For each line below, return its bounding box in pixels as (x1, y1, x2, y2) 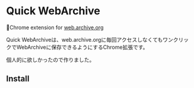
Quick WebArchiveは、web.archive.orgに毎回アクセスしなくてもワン (6, 36, 173, 43)
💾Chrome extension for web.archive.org (6, 24, 104, 31)
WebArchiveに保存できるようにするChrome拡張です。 (16, 43, 148, 51)
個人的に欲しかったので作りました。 (6, 56, 95, 63)
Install (6, 74, 30, 84)
